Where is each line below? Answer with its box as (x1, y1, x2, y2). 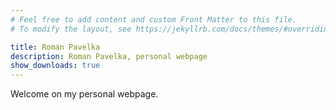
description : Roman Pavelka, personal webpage (10, 51, 208, 61)
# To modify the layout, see (10, 24, 132, 34)
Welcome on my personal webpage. (10, 88, 159, 100)
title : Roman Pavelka (10, 42, 101, 52)
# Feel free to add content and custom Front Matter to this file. (10, 14, 298, 25)
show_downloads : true (10, 61, 101, 71)
